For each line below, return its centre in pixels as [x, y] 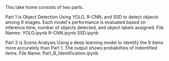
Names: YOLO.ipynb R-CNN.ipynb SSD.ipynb [52, 33]
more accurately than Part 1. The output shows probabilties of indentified [81, 48]
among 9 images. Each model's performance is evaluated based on [75, 22]
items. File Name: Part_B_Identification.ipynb [52, 53]
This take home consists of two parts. [45, 7]
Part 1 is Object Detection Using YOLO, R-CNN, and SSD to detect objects [82, 17]
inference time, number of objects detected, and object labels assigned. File [85, 27]
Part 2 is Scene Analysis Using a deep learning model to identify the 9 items [84, 42]
